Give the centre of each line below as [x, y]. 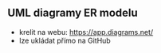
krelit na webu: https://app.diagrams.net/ [86, 32]
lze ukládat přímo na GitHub [65, 40]
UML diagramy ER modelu [73, 13]
